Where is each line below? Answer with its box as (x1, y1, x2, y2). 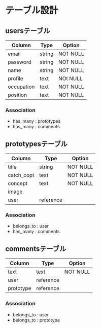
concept (8, 180, 28, 187)
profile (8, 75, 24, 82)
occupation (8, 83, 35, 90)
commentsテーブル (5, 244, 66, 253)
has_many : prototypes (12, 118, 61, 124)
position (8, 92, 27, 98)
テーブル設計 (5, 5, 58, 16)
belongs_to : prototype (12, 317, 60, 323)
